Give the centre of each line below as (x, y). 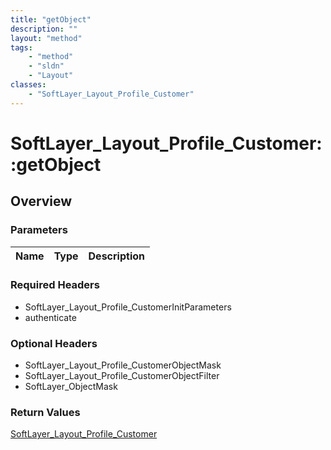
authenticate (50, 317)
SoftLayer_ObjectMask (71, 387)
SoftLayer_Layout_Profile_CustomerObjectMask (123, 365)
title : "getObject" (51, 19)
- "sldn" (46, 66)
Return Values (45, 413)
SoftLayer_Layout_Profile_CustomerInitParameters (128, 307)
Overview (41, 201)
